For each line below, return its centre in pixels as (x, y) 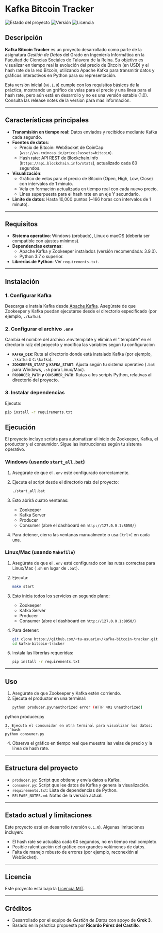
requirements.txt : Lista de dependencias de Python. (65, 790)
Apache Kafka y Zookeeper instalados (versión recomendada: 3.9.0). (88, 251)
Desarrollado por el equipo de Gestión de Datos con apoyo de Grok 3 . (82, 920)
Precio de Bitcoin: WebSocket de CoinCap (61, 147)
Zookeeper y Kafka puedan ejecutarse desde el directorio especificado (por (81, 311)
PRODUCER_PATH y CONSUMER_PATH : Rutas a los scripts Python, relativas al (82, 375)
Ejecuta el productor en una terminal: (49, 698)
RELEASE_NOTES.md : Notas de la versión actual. (57, 795)
